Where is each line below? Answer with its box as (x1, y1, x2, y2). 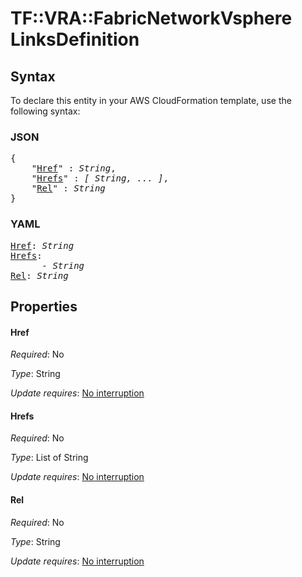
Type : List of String (10, 452, 89, 464)
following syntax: (10, 105, 81, 117)
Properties (10, 298, 78, 315)
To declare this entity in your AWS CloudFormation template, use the (10, 95, 292, 106)
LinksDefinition (10, 28, 140, 51)
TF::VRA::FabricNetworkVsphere (10, 7, 293, 30)
